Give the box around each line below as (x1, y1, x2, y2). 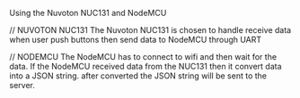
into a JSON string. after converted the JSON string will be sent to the (9, 70, 268, 81)
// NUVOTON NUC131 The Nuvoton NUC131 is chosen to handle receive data (9, 25, 292, 35)
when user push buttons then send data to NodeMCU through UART (9, 35, 262, 45)
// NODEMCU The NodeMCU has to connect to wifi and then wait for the (9, 52, 277, 61)
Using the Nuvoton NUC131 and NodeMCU (9, 8, 167, 18)
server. (9, 80, 36, 90)
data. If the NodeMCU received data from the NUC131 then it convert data (9, 61, 282, 71)
